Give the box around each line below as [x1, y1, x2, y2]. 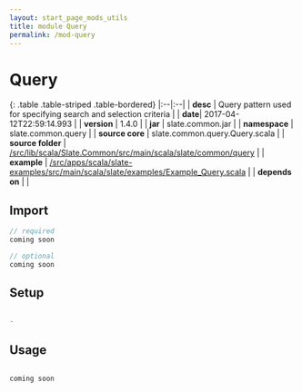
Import [9, 202, 48, 218]
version [83, 119, 114, 130]
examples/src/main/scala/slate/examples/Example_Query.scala [9, 167, 247, 178]
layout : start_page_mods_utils [9, 13, 128, 23]
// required [9, 227, 55, 236]
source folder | [9, 138, 66, 149]
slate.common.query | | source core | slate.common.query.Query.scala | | [9, 128, 285, 139]
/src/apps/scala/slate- [49, 157, 133, 168]
